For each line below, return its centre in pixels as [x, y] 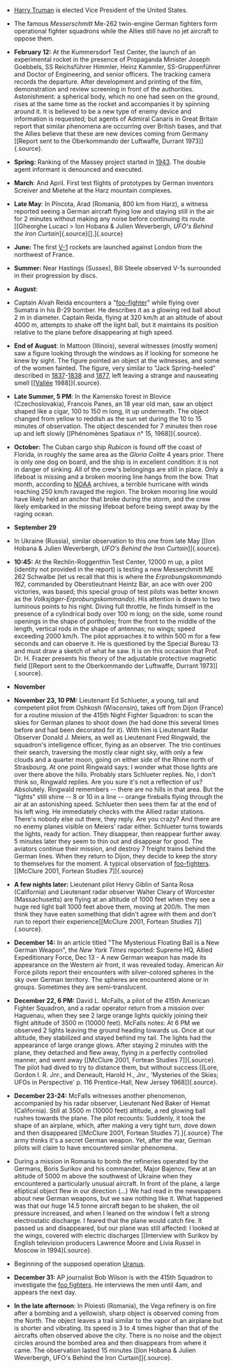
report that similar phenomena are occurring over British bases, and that [118, 126]
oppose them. [34, 38]
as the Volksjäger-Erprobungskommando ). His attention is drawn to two [117, 599]
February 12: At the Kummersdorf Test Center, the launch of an [105, 52]
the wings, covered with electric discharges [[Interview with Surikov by [116, 1235]
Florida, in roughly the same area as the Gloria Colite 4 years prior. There [119, 454]
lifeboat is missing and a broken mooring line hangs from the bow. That [116, 477]
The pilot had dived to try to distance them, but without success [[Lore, [116, 1067]
